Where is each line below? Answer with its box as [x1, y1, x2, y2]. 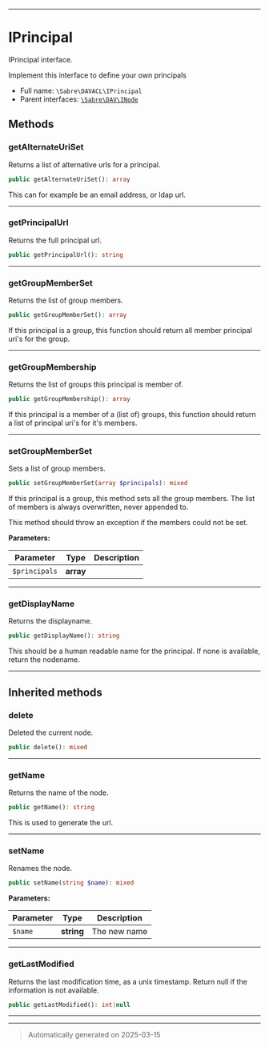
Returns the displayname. [8, 616, 93, 626]
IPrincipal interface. [8, 54, 73, 64]
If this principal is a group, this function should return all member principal [8, 325, 252, 335]
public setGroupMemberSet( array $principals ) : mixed [8, 479, 188, 487]
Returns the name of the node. [8, 788, 110, 797]
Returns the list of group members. [8, 295, 123, 305]
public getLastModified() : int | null [8, 1001, 130, 1009]
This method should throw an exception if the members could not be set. [8, 518, 248, 528]
